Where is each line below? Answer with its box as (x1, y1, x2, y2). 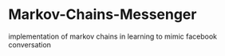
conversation (8, 39, 52, 49)
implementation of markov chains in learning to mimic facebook (8, 32, 218, 41)
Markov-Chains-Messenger (8, 6, 197, 24)
